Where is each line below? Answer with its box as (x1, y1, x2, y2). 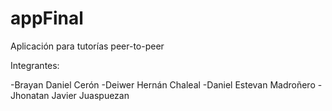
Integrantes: (10, 59, 60, 71)
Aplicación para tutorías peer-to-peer (10, 40, 165, 52)
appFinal (10, 7, 84, 30)
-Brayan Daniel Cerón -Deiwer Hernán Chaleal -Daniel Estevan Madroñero (10, 78, 316, 91)
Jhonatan (10, 89, 50, 101)
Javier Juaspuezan (51, 89, 130, 101)
